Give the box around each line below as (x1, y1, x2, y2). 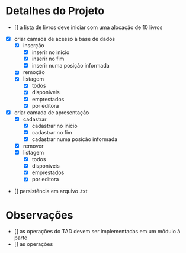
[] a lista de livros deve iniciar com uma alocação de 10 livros (14, 24, 163, 31)
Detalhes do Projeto (5, 4, 105, 18)
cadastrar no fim (31, 129, 72, 136)
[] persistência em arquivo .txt (14, 188, 88, 195)
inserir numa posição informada (31, 62, 110, 69)
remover (23, 142, 44, 149)
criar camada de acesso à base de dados (14, 35, 116, 42)
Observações (5, 209, 73, 222)
